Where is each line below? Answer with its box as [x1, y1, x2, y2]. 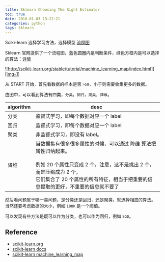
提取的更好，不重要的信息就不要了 [40, 183, 119, 190]
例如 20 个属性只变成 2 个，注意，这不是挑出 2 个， [35, 161, 155, 168]
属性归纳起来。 [35, 148, 70, 155]
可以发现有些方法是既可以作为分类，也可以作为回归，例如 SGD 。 [5, 213, 134, 219]
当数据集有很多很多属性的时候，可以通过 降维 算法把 [35, 140, 156, 147]
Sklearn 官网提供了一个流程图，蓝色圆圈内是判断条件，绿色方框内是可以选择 [5, 50, 160, 56]
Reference [5, 228, 38, 236]
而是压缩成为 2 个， [35, 169, 81, 176]
